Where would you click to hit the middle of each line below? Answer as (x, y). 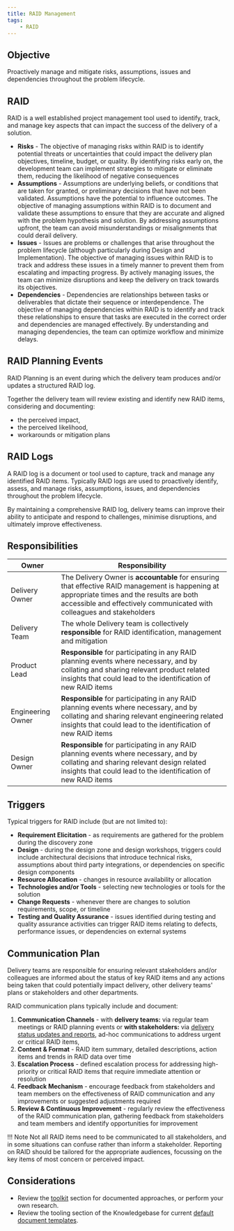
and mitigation (84, 641)
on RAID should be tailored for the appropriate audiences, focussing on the (115, 1152)
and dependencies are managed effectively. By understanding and (113, 324)
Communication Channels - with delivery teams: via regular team (113, 1019)
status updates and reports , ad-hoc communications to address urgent (119, 1035)
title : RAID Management (42, 14)
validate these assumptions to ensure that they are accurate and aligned (121, 213)
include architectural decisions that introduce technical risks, (105, 857)
